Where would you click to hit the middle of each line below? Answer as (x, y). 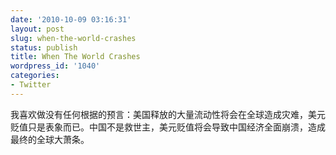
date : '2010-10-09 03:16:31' (71, 19)
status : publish (44, 47)
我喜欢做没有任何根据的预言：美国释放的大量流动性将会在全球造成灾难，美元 (168, 114)
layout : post (37, 29)
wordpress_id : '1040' (55, 66)
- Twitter (31, 85)
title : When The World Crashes (75, 57)
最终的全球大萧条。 (50, 139)
